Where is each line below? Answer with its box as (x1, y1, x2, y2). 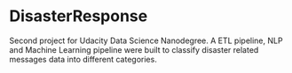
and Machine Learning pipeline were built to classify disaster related (9, 44, 259, 55)
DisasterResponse (9, 6, 148, 26)
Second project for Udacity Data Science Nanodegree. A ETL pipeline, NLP (9, 35, 283, 46)
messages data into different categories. (9, 54, 157, 64)
